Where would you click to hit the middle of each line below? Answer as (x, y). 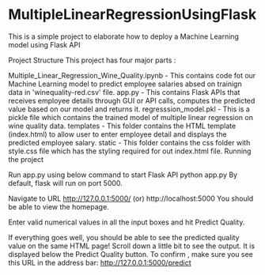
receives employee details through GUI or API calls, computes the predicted (132, 100)
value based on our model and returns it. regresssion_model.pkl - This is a (129, 109)
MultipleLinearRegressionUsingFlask (132, 15)
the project (26, 159)
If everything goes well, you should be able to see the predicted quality (124, 237)
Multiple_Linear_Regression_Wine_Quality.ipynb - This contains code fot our (132, 75)
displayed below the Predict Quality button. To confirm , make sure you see (131, 254)
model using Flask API (44, 44)
